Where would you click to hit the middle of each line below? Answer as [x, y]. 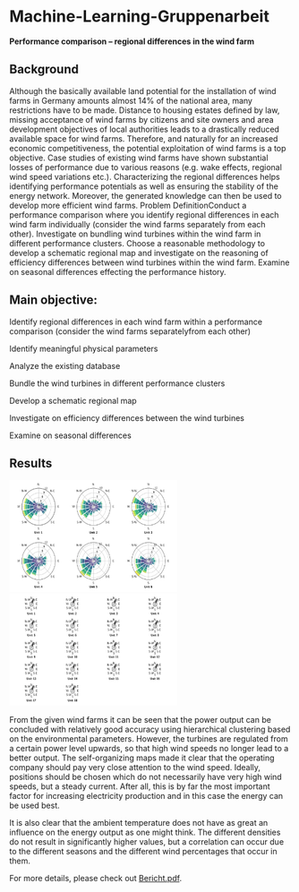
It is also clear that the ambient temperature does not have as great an [139, 823]
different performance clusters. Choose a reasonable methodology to [137, 243]
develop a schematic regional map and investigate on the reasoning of [139, 253]
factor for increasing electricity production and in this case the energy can [146, 796]
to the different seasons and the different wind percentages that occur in [143, 852]
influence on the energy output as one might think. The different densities [145, 832]
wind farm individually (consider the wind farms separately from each [137, 224]
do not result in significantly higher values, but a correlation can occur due [147, 842]
